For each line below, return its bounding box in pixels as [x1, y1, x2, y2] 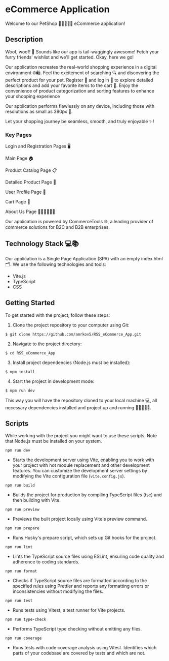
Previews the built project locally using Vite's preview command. [12, 516, 147, 522]
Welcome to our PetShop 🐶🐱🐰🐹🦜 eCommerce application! [5, 20, 125, 26]
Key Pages [5, 131, 32, 138]
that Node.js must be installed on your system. [5, 438, 102, 444]
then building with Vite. [12, 497, 61, 503]
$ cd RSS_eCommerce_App [5, 350, 56, 355]
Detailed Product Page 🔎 [5, 179, 57, 185]
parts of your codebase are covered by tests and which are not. [12, 650, 146, 656]
